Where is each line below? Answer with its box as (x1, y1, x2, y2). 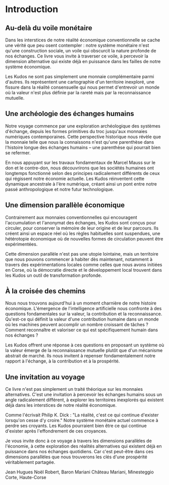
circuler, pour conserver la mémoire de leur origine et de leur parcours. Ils (5, 225, 159, 231)
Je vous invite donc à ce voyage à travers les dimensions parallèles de (5, 438, 152, 444)
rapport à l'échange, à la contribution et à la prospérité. (5, 358, 120, 364)
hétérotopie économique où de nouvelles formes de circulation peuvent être (5, 235, 163, 241)
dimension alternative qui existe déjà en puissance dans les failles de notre (5, 58, 161, 64)
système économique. (5, 64, 51, 70)
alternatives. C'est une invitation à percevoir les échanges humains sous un (5, 392, 162, 398)
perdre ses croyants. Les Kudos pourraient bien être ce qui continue (5, 422, 147, 429)
